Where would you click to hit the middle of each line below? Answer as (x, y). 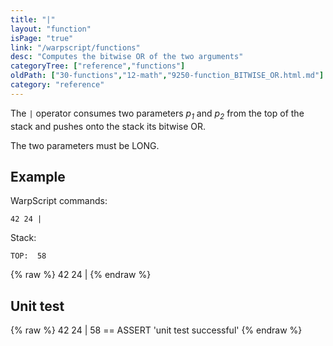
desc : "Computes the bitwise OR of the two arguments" (127, 57)
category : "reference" (57, 85)
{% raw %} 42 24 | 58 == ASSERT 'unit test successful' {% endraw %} (156, 330)
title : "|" (33, 19)
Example (38, 176)
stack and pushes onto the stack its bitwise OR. (108, 126)
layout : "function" (51, 29)
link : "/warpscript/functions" (75, 47)
